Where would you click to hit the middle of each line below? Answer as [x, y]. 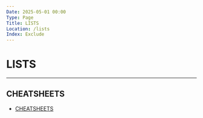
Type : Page [20, 18]
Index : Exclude [25, 34]
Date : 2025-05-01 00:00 [36, 12]
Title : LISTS [23, 23]
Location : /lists [28, 29]
